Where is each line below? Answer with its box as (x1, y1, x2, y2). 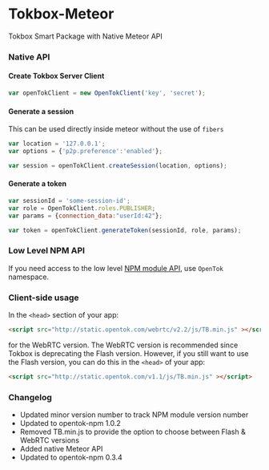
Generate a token (8, 179, 67, 188)
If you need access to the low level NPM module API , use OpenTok (8, 263, 224, 273)
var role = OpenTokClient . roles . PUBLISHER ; (8, 204, 156, 213)
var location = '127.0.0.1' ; (8, 140, 106, 148)
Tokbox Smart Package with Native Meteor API (8, 31, 163, 41)
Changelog (8, 391, 52, 403)
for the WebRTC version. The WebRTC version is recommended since (8, 340, 239, 350)
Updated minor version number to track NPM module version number (19, 410, 249, 419)
